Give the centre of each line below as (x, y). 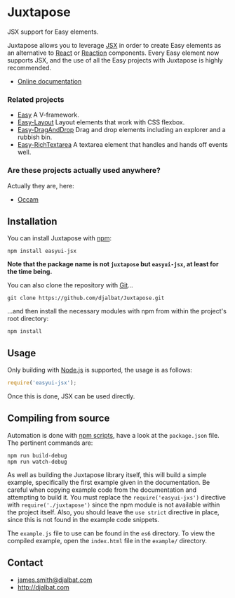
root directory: (28, 319)
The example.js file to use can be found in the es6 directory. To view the (111, 533)
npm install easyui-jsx (42, 251)
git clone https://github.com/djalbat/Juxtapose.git (86, 298)
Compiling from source (59, 418)
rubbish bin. (35, 137)
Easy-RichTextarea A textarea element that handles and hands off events (122, 145)
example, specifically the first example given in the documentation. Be (109, 482)
